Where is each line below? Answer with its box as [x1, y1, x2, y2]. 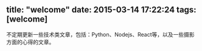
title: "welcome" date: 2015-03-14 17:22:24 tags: [6, 5, 197, 15]
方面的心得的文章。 [6, 38, 55, 46]
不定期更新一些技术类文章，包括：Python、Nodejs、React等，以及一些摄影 [6, 31, 195, 38]
